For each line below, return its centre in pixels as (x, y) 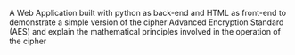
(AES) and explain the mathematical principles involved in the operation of (145, 31)
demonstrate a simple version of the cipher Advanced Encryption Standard (147, 22)
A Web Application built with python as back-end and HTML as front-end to (148, 13)
